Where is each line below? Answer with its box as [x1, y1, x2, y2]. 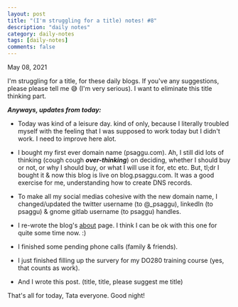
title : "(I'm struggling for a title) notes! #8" [7, 17, 158, 24]
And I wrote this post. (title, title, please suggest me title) [17, 278, 183, 286]
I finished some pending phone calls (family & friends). [17, 242, 178, 251]
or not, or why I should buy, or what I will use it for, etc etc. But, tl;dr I [17, 163, 220, 171]
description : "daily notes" [7, 23, 91, 31]
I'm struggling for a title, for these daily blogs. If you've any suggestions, [7, 77, 220, 85]
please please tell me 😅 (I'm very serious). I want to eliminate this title [7, 85, 212, 92]
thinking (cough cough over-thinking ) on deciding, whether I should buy [17, 156, 231, 164]
